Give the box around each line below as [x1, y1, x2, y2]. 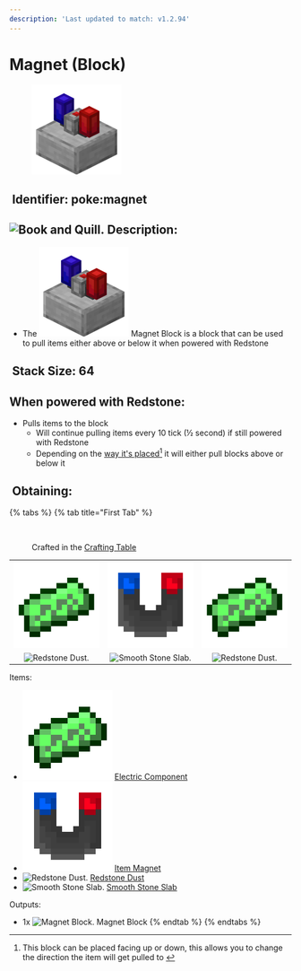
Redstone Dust [90, 872, 145, 883]
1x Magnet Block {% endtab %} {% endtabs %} [21, 916, 262, 928]
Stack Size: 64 [12, 363, 95, 379]
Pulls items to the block [21, 417, 109, 428]
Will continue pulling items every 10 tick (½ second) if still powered [35, 427, 282, 438]
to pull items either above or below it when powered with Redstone [21, 337, 269, 348]
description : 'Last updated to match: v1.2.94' [9, 14, 191, 23]
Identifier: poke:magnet [12, 191, 148, 206]
